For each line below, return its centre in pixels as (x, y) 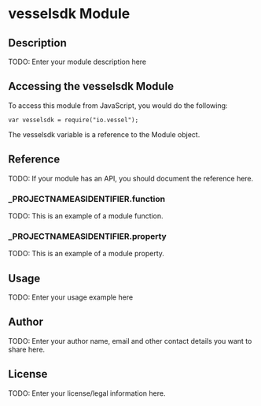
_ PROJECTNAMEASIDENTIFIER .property (87, 236)
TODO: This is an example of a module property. (86, 254)
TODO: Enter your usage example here (71, 297)
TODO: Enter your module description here (77, 61)
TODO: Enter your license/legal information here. (87, 393)
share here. (27, 349)
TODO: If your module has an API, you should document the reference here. (131, 178)
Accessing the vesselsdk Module (91, 86)
